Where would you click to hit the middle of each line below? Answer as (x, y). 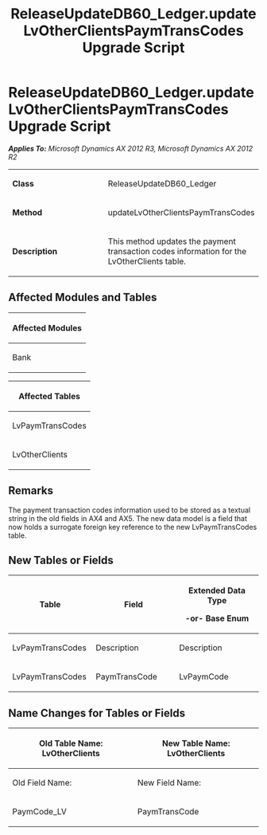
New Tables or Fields (61, 560)
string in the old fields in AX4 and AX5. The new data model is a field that (128, 518)
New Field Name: (169, 783)
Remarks (31, 491)
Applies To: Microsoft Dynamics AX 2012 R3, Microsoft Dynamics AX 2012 (131, 148)
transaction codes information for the (177, 251)
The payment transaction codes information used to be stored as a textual (130, 510)
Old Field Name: (42, 783)
